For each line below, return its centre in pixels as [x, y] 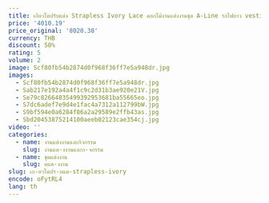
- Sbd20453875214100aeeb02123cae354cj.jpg [87, 120]
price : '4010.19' [37, 23]
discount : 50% [32, 46]
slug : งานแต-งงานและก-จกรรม [63, 149]
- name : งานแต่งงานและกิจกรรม [56, 142]
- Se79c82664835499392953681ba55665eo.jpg [87, 98]
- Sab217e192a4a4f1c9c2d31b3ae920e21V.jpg [87, 90]
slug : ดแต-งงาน [46, 165]
